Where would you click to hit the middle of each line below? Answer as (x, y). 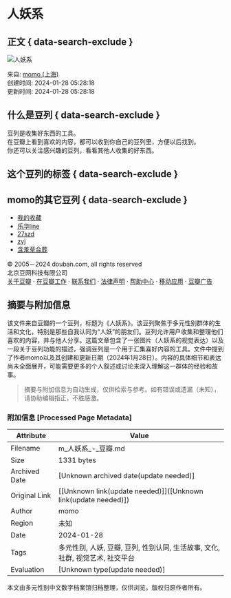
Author (22, 511)
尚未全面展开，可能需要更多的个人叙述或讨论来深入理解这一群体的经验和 (109, 366)
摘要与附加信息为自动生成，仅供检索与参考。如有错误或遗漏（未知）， (122, 389)
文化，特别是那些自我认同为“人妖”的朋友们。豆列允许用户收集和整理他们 (121, 331)
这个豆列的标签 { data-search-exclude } (93, 174)
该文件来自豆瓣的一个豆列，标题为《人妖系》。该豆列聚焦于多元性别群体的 (111, 323)
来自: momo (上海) (33, 74)
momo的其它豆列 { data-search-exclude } (97, 199)
